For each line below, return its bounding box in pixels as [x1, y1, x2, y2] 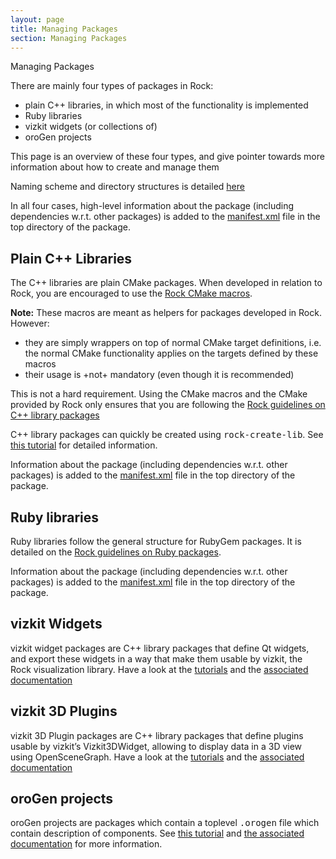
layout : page [10, 14, 65, 25]
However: [10, 317, 50, 330]
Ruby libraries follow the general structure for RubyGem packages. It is [10, 536, 302, 547]
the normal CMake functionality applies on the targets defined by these [24, 347, 319, 360]
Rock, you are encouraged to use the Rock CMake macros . [10, 287, 253, 300]
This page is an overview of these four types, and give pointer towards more [10, 151, 325, 163]
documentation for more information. [10, 838, 163, 850]
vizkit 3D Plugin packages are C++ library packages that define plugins [10, 729, 304, 741]
